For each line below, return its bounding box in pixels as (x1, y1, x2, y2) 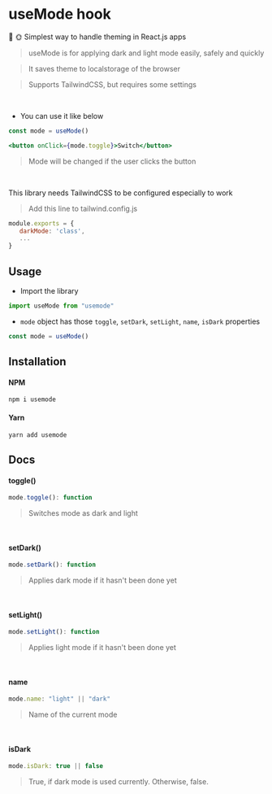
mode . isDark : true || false (8, 762, 104, 770)
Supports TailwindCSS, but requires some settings (28, 79, 197, 89)
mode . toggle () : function (8, 494, 93, 502)
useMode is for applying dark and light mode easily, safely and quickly (28, 48, 265, 58)
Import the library (19, 286, 79, 295)
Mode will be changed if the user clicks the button (28, 156, 196, 166)
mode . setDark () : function (8, 561, 96, 569)
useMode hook (8, 5, 112, 24)
